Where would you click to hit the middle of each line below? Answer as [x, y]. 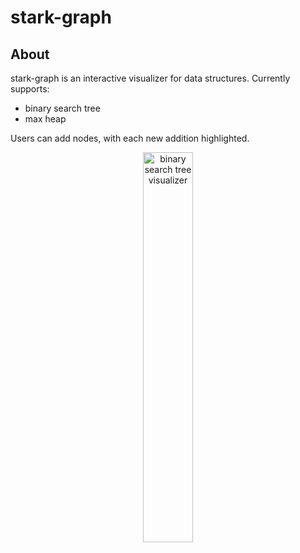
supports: [30, 89]
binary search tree [62, 108]
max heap [45, 119]
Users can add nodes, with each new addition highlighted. [130, 138]
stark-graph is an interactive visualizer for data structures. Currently [150, 78]
